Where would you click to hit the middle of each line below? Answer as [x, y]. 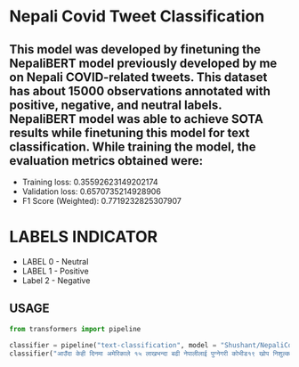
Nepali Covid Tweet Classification [137, 16]
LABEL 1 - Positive [55, 271]
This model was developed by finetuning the [135, 49]
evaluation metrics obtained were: [106, 161]
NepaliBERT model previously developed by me [143, 63]
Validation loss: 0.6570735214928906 [92, 192]
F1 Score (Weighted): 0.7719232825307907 [102, 201]
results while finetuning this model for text [129, 132]
